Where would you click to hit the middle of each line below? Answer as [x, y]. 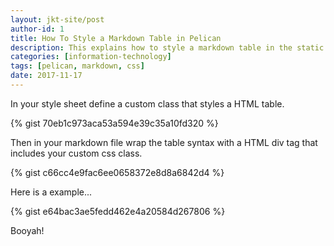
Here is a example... [51, 192]
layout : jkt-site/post [57, 19]
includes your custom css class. [76, 153]
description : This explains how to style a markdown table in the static [167, 47]
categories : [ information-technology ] [91, 57]
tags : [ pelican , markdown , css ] [77, 66]
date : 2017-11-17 [46, 76]
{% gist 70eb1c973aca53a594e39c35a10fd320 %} [114, 123]
